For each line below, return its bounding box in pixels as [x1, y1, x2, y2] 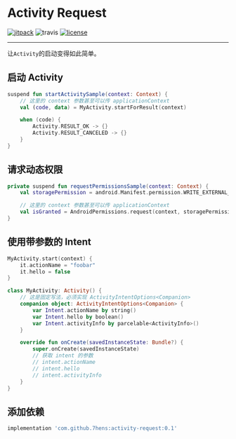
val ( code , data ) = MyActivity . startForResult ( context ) [20, 104, 188, 111]
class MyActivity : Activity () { [7, 288, 102, 295]
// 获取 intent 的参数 [32, 352, 93, 359]
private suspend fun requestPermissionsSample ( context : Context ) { [7, 182, 209, 190]
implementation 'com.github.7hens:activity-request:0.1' [7, 425, 178, 432]
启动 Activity [7, 72, 63, 83]
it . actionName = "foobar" [20, 262, 96, 269]
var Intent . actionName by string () [32, 306, 137, 313]
